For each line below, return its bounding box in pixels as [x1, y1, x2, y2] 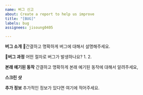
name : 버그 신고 [5, 7, 34, 12]
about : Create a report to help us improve [5, 12, 95, 17]
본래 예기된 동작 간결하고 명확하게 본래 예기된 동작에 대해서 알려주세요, [5, 64, 139, 70]
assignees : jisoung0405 [5, 25, 54, 30]
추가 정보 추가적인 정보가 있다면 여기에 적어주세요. [5, 85, 100, 91]
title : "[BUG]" [5, 16, 36, 21]
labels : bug [5, 20, 29, 26]
